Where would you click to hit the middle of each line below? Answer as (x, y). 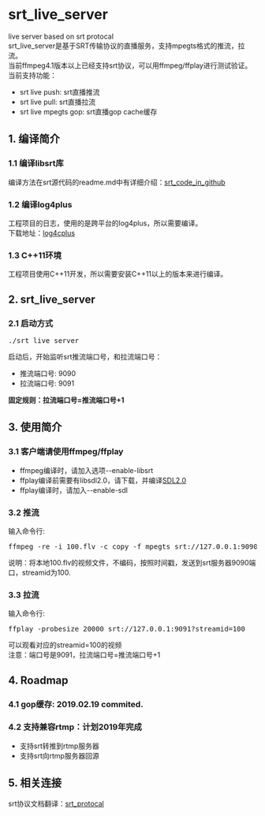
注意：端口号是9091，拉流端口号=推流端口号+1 (84, 655)
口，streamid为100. (39, 572)
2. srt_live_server (52, 299)
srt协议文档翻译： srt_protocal (56, 803)
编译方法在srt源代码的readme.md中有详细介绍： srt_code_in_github (117, 182)
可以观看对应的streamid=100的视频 (65, 645)
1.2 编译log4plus (40, 204)
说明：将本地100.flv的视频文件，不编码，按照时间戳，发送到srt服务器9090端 (132, 562)
